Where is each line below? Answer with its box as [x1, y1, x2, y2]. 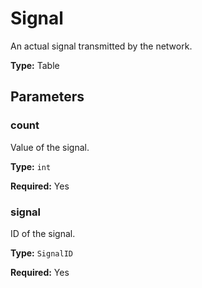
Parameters [10, 88, 85, 106]
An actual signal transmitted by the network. [10, 40, 193, 52]
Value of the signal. [10, 141, 90, 153]
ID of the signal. [10, 227, 76, 239]
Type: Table [10, 59, 60, 71]
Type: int [10, 160, 52, 172]
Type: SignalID [10, 247, 73, 259]
